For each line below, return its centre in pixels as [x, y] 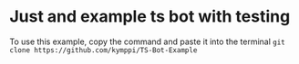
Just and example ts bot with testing [150, 17]
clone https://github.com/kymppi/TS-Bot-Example [103, 50]
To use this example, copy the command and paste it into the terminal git [147, 41]
